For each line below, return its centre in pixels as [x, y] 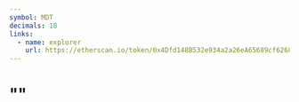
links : [21, 34]
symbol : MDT [31, 17]
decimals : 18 [33, 26]
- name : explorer [49, 42]
